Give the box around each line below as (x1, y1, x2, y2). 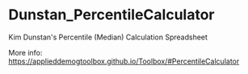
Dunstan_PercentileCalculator (8, 6, 215, 24)
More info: (8, 47, 43, 57)
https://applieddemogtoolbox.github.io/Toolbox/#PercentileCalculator (8, 56, 240, 66)
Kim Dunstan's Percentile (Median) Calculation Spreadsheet (8, 32, 208, 42)
